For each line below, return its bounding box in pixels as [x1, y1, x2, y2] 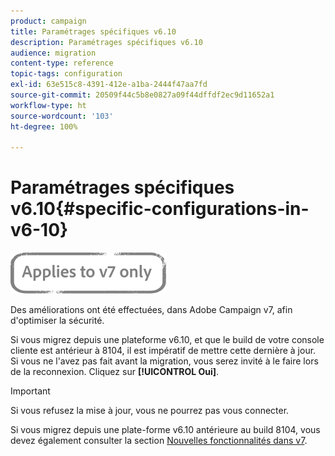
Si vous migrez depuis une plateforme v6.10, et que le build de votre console [10, 334, 325, 346]
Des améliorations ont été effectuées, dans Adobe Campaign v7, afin [10, 304, 293, 316]
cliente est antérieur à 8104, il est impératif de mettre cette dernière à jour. [10, 345, 317, 357]
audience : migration [10, 48, 97, 58]
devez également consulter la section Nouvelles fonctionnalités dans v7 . [10, 435, 308, 447]
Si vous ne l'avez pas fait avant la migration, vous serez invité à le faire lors [10, 355, 319, 367]
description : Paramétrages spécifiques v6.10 [10, 37, 203, 47]
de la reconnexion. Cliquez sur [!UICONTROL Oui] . [10, 366, 220, 378]
